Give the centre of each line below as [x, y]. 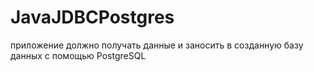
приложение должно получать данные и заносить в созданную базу [157, 45]
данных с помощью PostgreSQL [78, 55]
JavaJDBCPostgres [92, 17]
